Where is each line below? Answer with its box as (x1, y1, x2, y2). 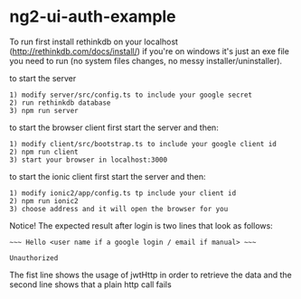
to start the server (9, 72, 77, 83)
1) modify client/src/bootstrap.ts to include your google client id (9, 139, 277, 148)
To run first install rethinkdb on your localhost (9, 36, 179, 47)
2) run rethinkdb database (9, 98, 111, 107)
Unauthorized (9, 253, 59, 263)
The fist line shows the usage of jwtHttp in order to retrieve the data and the (9, 269, 292, 280)
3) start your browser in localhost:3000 (9, 155, 168, 164)
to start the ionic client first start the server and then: (9, 171, 206, 182)
